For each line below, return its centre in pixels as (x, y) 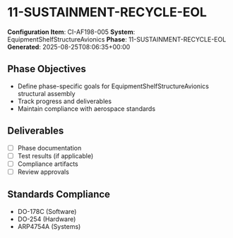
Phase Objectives (47, 69)
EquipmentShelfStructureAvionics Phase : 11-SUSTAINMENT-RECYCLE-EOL (117, 39)
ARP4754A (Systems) (49, 226)
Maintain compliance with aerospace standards (86, 108)
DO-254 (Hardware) (47, 219)
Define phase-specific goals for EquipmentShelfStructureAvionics (113, 86)
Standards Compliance (59, 195)
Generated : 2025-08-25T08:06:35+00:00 (69, 47)
